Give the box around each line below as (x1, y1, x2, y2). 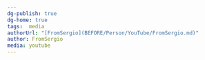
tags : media (7, 23, 45, 30)
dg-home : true (7, 17, 48, 23)
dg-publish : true (7, 10, 57, 17)
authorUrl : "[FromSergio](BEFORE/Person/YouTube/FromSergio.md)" (7, 29, 199, 37)
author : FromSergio (7, 36, 64, 43)
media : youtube (7, 42, 51, 49)
